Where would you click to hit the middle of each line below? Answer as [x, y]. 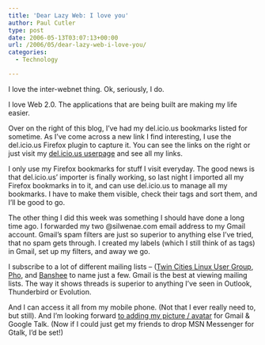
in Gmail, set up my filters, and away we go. [79, 251]
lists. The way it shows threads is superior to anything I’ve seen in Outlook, [130, 283]
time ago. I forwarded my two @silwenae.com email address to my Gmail [127, 226]
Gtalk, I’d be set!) [36, 332]
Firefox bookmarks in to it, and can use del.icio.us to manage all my [118, 185]
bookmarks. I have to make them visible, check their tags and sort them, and [133, 194]
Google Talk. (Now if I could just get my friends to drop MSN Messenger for [131, 324]
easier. [19, 112]
